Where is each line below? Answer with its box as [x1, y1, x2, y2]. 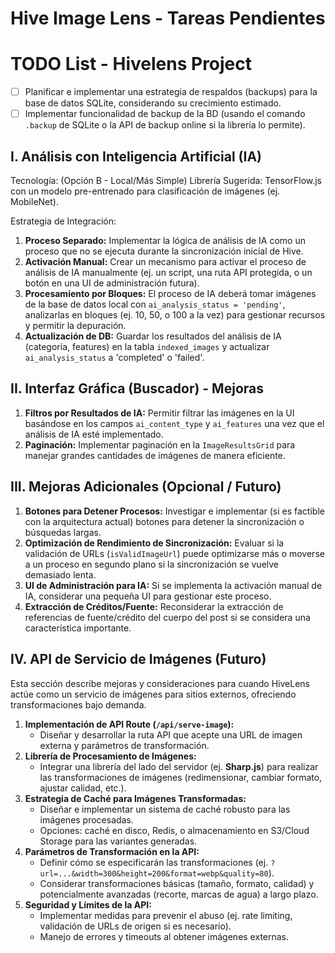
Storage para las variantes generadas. [39, 835, 198, 847]
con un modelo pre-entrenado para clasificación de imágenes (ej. [10, 185, 281, 197]
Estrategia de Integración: [10, 215, 117, 227]
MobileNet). [10, 196, 59, 208]
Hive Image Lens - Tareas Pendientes [10, 7, 326, 30]
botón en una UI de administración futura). [24, 277, 200, 289]
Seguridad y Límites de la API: [24, 898, 152, 911]
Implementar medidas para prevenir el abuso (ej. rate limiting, [39, 909, 293, 921]
